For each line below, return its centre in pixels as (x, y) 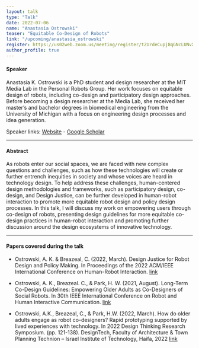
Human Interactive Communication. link (63, 302)
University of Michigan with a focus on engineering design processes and (96, 114)
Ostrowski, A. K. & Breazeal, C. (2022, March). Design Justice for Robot (102, 259)
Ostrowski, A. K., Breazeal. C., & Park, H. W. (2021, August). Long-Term (101, 283)
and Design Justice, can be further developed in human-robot (101, 196)
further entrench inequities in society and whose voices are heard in (89, 177)
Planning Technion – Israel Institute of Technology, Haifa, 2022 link (96, 339)
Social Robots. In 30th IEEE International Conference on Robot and (96, 296)
